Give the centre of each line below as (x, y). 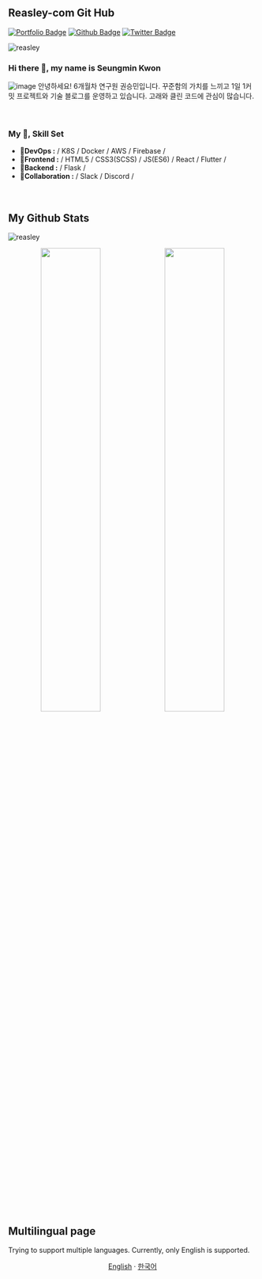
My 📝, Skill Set (36, 134)
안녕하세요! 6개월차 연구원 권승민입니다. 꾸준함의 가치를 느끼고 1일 (139, 86)
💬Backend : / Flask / (52, 168)
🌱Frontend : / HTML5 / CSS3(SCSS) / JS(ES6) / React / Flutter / (123, 159)
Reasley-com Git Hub (62, 13)
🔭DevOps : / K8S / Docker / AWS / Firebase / (92, 151)
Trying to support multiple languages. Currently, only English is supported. (129, 1251)
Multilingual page (52, 1231)
